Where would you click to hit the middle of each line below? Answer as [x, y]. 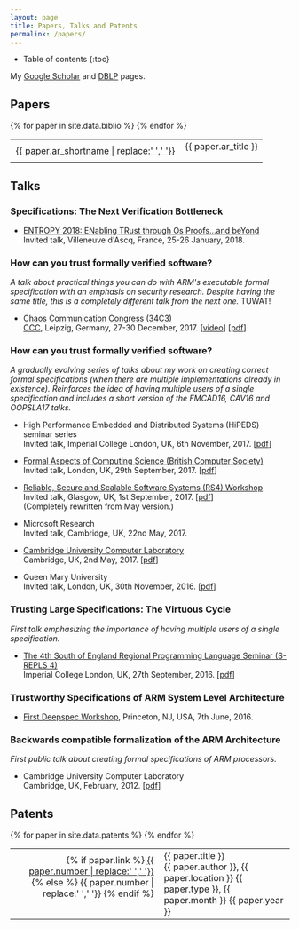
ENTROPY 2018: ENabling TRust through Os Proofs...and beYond [141, 230]
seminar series [50, 434]
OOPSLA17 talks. [41, 408]
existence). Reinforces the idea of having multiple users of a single [132, 389]
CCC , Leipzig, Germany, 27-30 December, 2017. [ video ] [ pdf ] [134, 328]
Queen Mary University [65, 577]
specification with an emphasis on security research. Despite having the [143, 292]
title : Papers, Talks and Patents [74, 26]
